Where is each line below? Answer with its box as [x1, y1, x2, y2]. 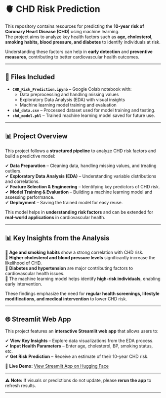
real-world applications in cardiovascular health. [5, 214, 105, 220]
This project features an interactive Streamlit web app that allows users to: [5, 328, 159, 334]
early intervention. [5, 281, 42, 287]
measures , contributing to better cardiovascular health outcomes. [5, 54, 140, 59]
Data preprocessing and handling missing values [19, 91, 119, 97]
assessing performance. [5, 194, 55, 200]
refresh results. [5, 383, 36, 389]
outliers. [5, 168, 22, 173]
